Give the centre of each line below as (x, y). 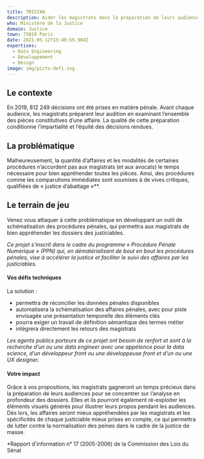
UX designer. (23, 360)
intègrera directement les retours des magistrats (76, 329)
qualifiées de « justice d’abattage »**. (54, 186)
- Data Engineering (37, 52)
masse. (16, 432)
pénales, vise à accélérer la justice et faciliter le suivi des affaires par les (98, 257)
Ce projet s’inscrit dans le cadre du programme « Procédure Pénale (91, 244)
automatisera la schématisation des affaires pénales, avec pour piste (101, 309)
